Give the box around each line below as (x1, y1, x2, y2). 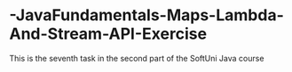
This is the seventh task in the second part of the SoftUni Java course (9, 53, 264, 63)
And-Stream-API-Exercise (9, 24, 207, 44)
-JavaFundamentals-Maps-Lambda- (9, 5, 284, 25)
